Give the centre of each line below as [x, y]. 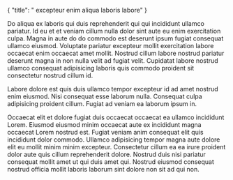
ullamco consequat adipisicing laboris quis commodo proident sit [101, 68]
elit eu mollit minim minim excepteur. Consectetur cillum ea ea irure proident [116, 147]
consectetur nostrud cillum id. [50, 75]
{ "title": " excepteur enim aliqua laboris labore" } [77, 10]
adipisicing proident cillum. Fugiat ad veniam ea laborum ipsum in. [102, 104]
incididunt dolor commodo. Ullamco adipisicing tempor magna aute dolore [114, 140]
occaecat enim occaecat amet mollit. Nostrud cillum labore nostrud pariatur [116, 53]
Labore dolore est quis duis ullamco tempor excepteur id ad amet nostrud [113, 89]
